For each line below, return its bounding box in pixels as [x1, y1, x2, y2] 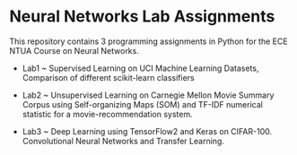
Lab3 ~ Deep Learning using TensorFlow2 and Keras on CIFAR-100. [22, 125, 272, 136]
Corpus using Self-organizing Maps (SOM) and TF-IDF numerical [22, 99, 263, 109]
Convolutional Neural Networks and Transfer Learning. [22, 135, 224, 146]
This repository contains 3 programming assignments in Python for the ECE [9, 36, 289, 47]
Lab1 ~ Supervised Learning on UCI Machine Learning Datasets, [22, 63, 259, 73]
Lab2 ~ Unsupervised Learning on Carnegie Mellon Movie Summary [22, 90, 275, 100]
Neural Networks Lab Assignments [9, 6, 275, 27]
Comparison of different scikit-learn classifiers [22, 72, 195, 82]
